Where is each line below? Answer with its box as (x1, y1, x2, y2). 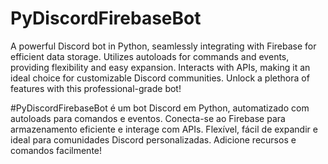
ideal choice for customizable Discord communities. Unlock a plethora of (10, 72, 310, 84)
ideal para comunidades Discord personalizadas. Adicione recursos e (10, 133, 297, 146)
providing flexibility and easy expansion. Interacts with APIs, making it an (10, 61, 311, 73)
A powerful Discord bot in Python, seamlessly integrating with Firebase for (10, 40, 317, 52)
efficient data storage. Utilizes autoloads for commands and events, (10, 50, 290, 62)
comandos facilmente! (10, 144, 103, 156)
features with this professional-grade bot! (10, 82, 182, 94)
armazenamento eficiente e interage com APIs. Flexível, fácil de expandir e (10, 123, 318, 135)
